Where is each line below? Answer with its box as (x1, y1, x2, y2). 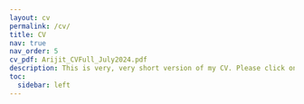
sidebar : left (17, 80, 71, 90)
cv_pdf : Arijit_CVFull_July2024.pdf (9, 55, 147, 64)
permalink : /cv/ (9, 22, 71, 31)
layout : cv (9, 13, 51, 23)
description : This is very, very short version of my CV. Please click (9, 64, 285, 73)
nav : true (9, 38, 47, 48)
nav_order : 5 (9, 47, 59, 56)
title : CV (9, 30, 47, 39)
